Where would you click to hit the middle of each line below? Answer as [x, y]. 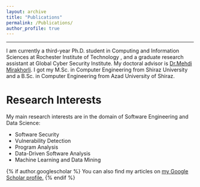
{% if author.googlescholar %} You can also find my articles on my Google [97, 172]
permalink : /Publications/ [40, 23]
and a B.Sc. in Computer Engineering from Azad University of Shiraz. [90, 76]
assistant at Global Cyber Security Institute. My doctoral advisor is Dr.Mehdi [99, 64]
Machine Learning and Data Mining [58, 160]
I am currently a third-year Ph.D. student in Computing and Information [93, 51]
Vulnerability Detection [43, 141]
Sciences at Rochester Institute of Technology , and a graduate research [95, 57]
